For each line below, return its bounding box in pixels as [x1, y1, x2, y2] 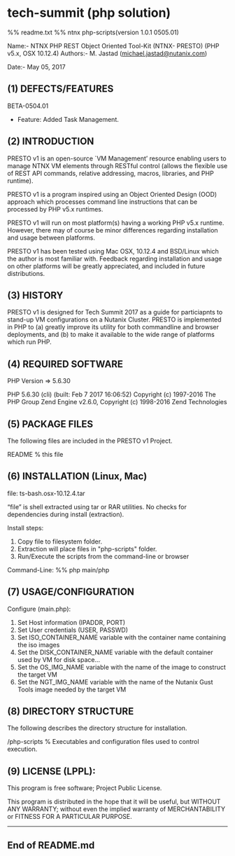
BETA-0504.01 [7, 102, 49, 110]
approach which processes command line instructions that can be [7, 198, 198, 206]
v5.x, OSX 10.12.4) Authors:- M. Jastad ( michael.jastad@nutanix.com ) [7, 49, 208, 57]
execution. [7, 745, 38, 754]
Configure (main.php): [7, 605, 71, 613]
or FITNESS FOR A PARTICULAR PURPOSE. [7, 813, 133, 821]
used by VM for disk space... [17, 655, 101, 663]
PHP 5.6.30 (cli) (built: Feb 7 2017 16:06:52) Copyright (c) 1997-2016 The [7, 390, 217, 399]
